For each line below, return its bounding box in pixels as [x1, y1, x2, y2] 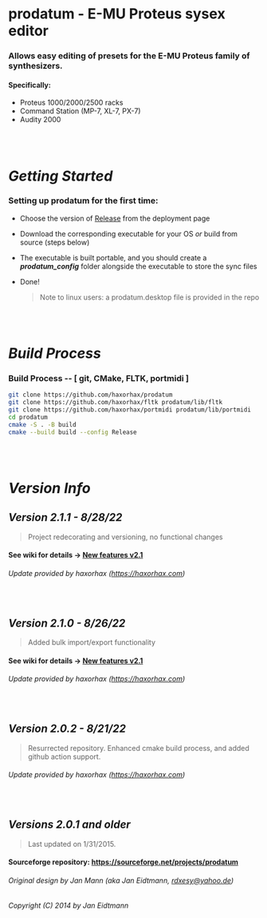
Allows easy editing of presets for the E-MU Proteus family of [8, 50, 250, 62]
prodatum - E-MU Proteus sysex [8, 5, 226, 23]
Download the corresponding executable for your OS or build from [19, 229, 238, 238]
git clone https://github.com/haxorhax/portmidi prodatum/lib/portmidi [8, 406, 251, 414]
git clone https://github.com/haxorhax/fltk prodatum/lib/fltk [8, 399, 223, 407]
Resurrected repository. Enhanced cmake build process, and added [27, 743, 249, 753]
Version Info [8, 479, 91, 497]
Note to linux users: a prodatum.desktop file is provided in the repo [39, 292, 260, 302]
